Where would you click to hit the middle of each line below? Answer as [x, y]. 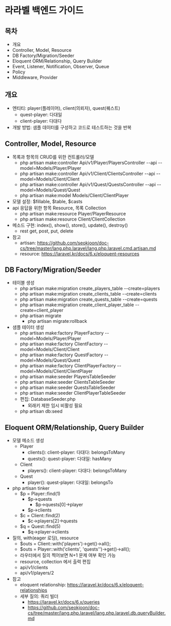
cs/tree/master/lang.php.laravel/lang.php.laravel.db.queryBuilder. [97, 613]
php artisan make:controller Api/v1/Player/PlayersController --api [88, 163]
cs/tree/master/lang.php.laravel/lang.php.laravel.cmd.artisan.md [88, 248]
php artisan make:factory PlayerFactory [62, 333]
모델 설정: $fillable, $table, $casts [47, 201]
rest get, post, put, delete [47, 231]
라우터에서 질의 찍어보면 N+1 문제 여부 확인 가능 [68, 555]
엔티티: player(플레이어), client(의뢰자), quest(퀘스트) [66, 108]
